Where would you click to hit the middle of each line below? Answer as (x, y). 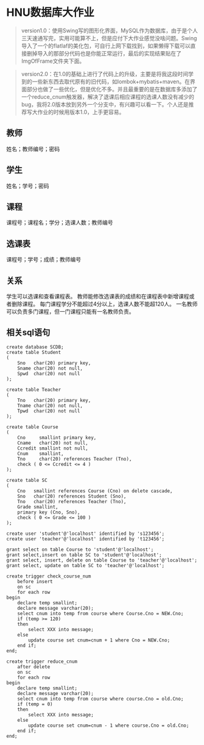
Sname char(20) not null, (50, 368)
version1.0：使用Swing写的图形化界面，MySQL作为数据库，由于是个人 (109, 30)
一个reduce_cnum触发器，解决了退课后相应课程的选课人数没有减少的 (108, 97)
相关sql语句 (28, 333)
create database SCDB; (35, 347)
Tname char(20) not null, (50, 406)
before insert (35, 581)
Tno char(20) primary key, (54, 400)
